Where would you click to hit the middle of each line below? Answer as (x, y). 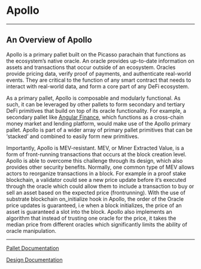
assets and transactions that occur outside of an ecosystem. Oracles (91, 67)
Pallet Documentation (33, 248)
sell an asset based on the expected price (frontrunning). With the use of (96, 192)
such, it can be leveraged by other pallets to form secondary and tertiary (96, 104)
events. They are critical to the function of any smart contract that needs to (99, 80)
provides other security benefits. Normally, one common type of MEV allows (100, 167)
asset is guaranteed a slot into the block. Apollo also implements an (89, 211)
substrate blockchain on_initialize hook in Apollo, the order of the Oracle (95, 199)
